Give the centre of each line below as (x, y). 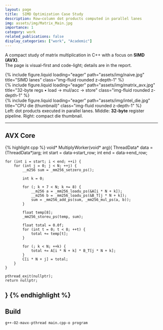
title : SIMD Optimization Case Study (44, 14)
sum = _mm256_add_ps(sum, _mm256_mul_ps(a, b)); (81, 199)
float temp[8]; (38, 212)
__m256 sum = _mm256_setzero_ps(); (58, 170)
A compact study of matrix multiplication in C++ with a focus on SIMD (75, 55)
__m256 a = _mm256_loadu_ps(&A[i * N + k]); (77, 191)
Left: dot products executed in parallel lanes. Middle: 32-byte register (75, 111)
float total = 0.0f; (43, 225)
